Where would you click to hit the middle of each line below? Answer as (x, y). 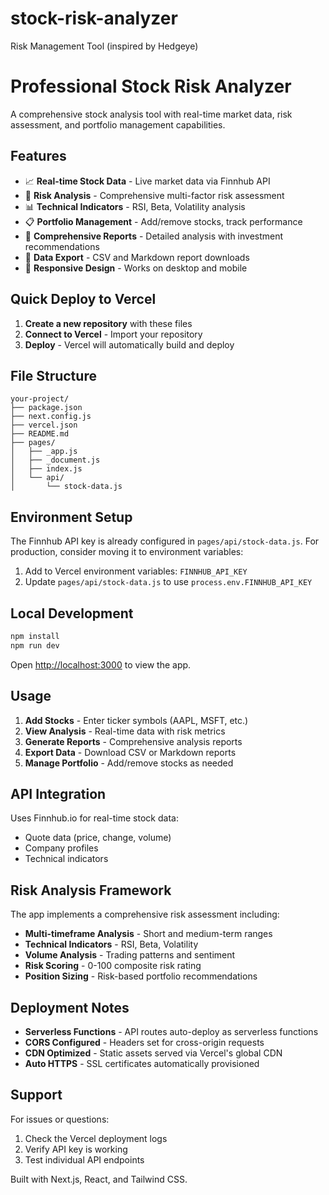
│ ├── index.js (46, 469)
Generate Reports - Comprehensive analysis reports (133, 741)
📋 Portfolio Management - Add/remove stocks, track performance (163, 221)
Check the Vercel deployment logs (96, 1138)
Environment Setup (71, 517)
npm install (35, 636)
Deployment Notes (70, 1007)
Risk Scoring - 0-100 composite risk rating (113, 966)
